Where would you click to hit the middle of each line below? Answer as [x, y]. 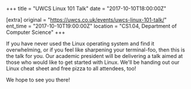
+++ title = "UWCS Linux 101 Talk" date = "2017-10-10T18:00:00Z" [86, 8]
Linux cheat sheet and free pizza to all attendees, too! [71, 69]
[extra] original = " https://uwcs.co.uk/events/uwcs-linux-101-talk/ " [86, 20]
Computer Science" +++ [36, 32]
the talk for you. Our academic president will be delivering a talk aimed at [95, 56]
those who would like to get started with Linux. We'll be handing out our [93, 62]
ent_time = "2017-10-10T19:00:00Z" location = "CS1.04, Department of [92, 26]
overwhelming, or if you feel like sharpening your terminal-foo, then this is [95, 50]
